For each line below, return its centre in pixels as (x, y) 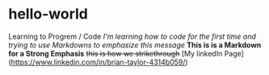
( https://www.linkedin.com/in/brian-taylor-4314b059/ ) (98, 62)
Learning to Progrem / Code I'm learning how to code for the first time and (132, 36)
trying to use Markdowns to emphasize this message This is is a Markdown (135, 44)
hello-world (48, 14)
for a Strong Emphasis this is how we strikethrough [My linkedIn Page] (126, 53)
